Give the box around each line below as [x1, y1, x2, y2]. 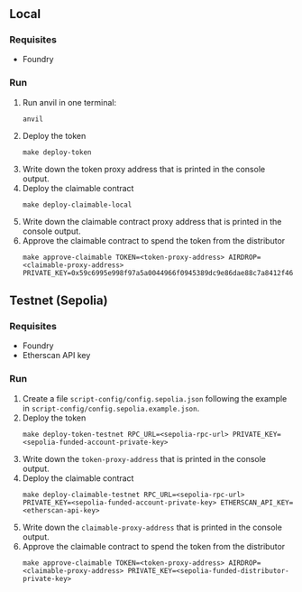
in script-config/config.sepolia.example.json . [22, 402, 200, 413]
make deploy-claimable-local [22, 200, 133, 209]
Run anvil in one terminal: [22, 97, 117, 107]
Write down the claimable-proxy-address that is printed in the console [22, 522, 282, 532]
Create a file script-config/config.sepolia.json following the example [22, 393, 288, 403]
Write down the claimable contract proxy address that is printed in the [22, 216, 282, 227]
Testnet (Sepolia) [9, 293, 108, 309]
